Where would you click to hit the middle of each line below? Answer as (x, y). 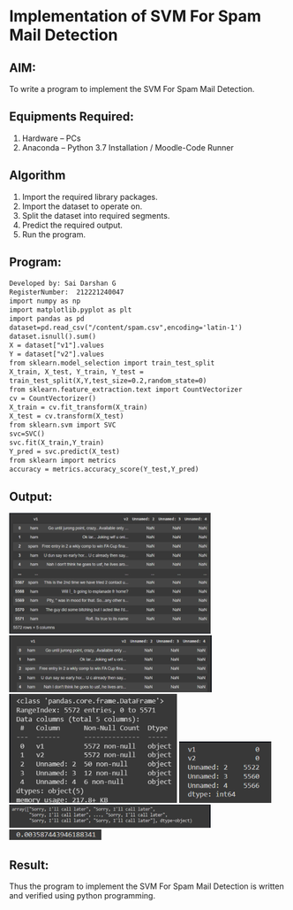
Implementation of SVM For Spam (135, 16)
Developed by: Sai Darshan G (63, 284)
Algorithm (38, 176)
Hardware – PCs (51, 138)
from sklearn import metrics (63, 461)
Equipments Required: (71, 117)
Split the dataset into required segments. (96, 215)
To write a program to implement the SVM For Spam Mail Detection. (132, 89)
